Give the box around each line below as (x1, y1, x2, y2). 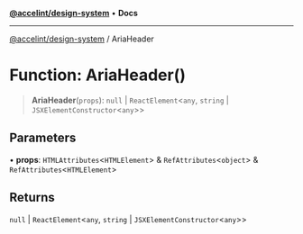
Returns (9, 190, 56, 205)
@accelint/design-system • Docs (9, 8, 138, 18)
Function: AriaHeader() (9, 65, 187, 85)
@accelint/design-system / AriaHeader (9, 33, 155, 44)
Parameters (9, 130, 77, 146)
